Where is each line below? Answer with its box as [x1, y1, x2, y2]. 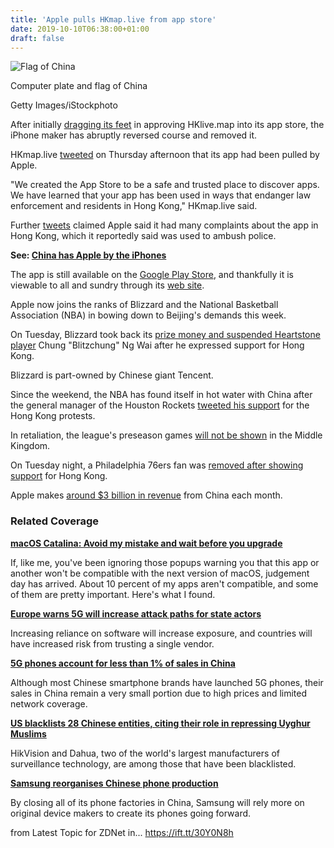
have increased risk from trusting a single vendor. [10, 637, 215, 650]
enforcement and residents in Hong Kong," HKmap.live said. [10, 200, 258, 212]
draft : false [10, 33, 65, 43]
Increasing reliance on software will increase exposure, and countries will [10, 627, 313, 639]
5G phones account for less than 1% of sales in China [10, 657, 236, 669]
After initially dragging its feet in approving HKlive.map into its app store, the [10, 119, 325, 131]
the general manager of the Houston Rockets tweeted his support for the [10, 399, 310, 411]
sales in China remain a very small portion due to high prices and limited [10, 687, 308, 699]
